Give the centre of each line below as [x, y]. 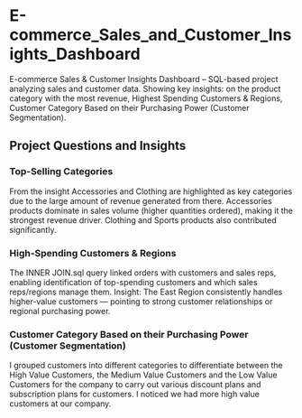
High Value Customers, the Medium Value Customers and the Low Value [143, 375]
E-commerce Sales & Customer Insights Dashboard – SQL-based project [144, 79]
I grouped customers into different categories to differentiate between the [146, 366]
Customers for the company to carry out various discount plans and [135, 385]
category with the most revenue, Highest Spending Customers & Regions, [146, 98]
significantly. [33, 229]
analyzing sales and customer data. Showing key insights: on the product [145, 88]
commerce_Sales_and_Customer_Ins [151, 35]
